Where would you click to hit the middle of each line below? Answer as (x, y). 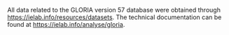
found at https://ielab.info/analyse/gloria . (66, 24)
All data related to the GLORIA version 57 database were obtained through (114, 10)
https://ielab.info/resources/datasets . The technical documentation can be (114, 17)
